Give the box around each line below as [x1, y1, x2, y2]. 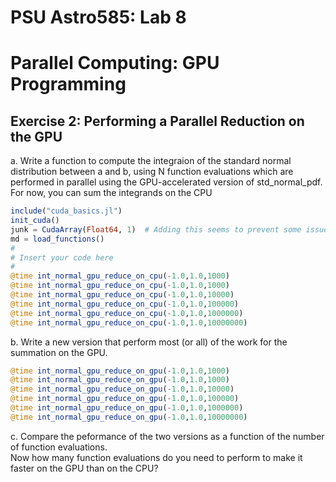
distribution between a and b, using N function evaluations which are [10, 166, 294, 178]
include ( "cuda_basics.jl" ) [10, 206, 123, 216]
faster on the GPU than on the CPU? [10, 462, 159, 474]
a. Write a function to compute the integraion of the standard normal [10, 155, 292, 167]
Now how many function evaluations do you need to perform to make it [10, 451, 303, 463]
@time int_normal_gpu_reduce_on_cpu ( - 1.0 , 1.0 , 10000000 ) [10, 317, 248, 328]
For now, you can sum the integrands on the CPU [10, 187, 213, 199]
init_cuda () [10, 216, 60, 226]
